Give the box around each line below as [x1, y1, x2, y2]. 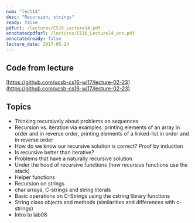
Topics [6, 102, 32, 112]
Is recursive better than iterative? [14, 148, 95, 156]
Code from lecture [6, 63, 74, 73]
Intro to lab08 [14, 211, 47, 218]
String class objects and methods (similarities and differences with [14, 198, 176, 205]
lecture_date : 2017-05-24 [6, 42, 69, 48]
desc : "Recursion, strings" [6, 14, 75, 20]
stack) [14, 167, 30, 174]
